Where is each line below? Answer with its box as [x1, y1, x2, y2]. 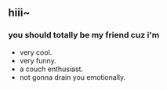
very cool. [19, 47, 53, 57]
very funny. [19, 56, 56, 65]
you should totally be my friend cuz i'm [8, 30, 160, 41]
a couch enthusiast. [19, 64, 84, 74]
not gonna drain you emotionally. [19, 72, 126, 81]
